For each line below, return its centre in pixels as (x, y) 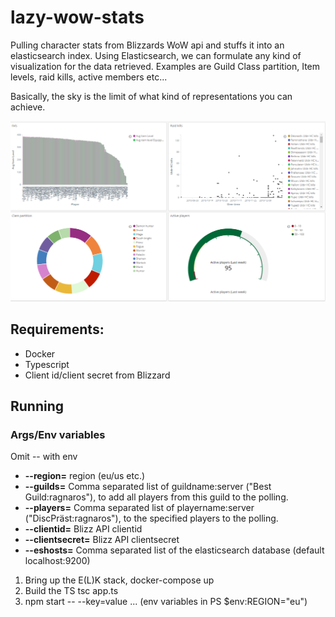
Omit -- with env (44, 457)
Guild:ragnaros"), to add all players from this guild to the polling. (156, 497)
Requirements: (57, 329)
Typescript (47, 364)
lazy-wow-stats (77, 17)
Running (37, 406)
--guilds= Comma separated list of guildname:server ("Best (148, 487)
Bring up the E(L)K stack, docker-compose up (119, 580)
